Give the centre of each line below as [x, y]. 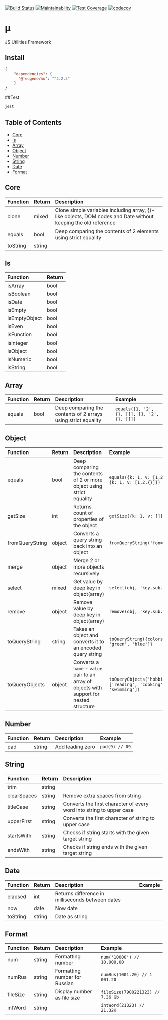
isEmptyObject [25, 318]
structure [84, 707]
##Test [12, 97]
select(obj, [123, 588]
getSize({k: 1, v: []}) [137, 516]
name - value [88, 669]
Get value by [88, 582]
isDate [15, 302]
